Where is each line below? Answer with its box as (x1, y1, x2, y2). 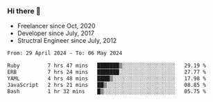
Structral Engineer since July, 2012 (17, 37, 117, 45)
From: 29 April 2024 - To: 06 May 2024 (7, 50, 123, 57)
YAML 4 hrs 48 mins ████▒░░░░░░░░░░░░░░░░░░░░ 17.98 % (7, 75, 207, 82)
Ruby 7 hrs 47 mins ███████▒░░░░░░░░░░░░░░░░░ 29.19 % (7, 62, 207, 70)
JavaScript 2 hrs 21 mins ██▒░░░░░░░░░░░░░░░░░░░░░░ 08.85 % (7, 81, 207, 88)
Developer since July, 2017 (17, 29, 95, 37)
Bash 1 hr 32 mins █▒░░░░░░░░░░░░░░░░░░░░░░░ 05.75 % (7, 88, 207, 95)
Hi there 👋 (7, 6, 42, 16)
